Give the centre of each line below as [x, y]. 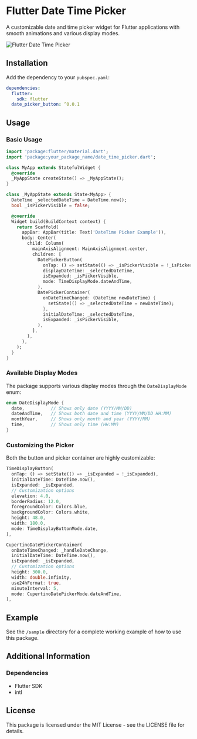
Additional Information [48, 657]
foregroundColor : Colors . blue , [50, 507]
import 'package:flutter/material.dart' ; [57, 151]
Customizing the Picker [40, 445]
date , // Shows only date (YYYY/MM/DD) [72, 408]
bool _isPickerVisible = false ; [51, 205]
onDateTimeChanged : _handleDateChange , [60, 550]
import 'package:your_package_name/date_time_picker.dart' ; [81, 157]
